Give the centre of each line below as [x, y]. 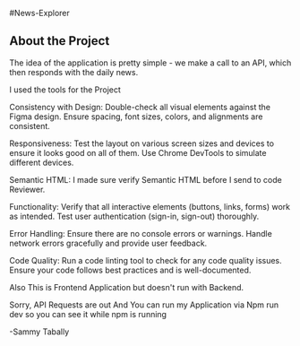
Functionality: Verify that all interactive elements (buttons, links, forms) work [150, 206]
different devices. [42, 162]
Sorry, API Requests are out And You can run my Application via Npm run [144, 305]
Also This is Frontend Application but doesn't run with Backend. [127, 287]
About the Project [60, 41]
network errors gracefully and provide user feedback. [108, 243]
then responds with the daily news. [74, 72]
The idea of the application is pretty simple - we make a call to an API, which [150, 63]
